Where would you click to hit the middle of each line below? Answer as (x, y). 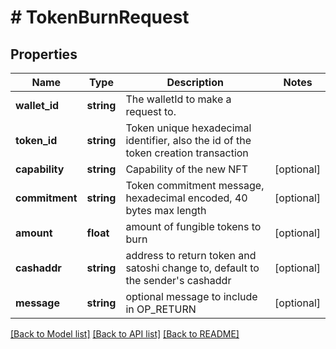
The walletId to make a (178, 99)
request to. (151, 111)
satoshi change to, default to (192, 268)
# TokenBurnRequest (100, 17)
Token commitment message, (195, 185)
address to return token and (191, 255)
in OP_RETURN (161, 309)
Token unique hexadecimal (188, 128)
